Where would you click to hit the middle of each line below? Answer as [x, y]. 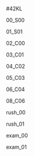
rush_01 [15, 124]
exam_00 [17, 135]
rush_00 [16, 112]
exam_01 [16, 147]
